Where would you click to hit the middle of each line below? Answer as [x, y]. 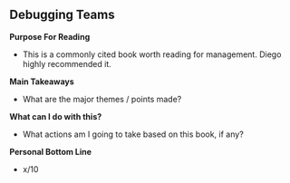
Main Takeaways [42, 82]
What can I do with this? [56, 116]
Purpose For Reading [50, 36]
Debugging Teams [62, 15]
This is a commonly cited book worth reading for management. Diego [152, 54]
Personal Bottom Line [51, 151]
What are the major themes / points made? [102, 99]
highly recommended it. [67, 63]
